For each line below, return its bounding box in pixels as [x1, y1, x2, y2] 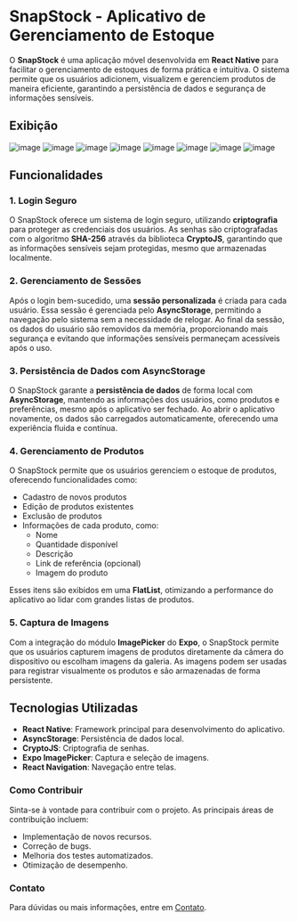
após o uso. [9, 342, 52, 353]
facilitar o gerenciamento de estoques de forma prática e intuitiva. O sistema [9, 64, 290, 75]
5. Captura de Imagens [9, 616, 109, 629]
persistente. [9, 674, 53, 685]
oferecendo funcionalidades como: [9, 475, 138, 485]
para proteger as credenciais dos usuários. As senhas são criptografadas [9, 224, 278, 235]
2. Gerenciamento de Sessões [9, 274, 142, 287]
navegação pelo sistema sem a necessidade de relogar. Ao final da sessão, [9, 314, 285, 324]
